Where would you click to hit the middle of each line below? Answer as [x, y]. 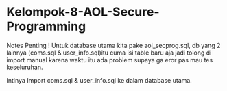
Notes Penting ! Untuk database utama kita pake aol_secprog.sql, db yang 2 [113, 45]
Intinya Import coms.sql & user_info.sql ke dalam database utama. [99, 80]
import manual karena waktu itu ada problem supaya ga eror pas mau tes [110, 60]
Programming [46, 26]
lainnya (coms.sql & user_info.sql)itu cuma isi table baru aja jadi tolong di [109, 53]
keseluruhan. [25, 67]
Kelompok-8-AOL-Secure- [83, 12]
